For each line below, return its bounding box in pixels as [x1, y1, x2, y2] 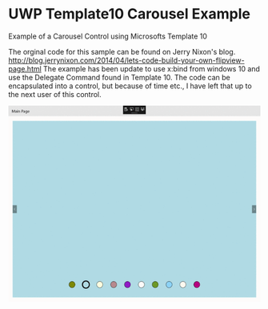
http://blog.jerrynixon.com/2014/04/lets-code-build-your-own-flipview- [8, 55, 246, 65]
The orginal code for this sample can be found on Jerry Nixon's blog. [8, 47, 236, 56]
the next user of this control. [8, 89, 102, 99]
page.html [8, 63, 42, 73]
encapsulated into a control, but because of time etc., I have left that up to [8, 81, 252, 91]
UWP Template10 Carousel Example [8, 5, 250, 23]
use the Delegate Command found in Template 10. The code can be [8, 72, 230, 82]
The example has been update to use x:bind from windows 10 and [42, 63, 260, 73]
